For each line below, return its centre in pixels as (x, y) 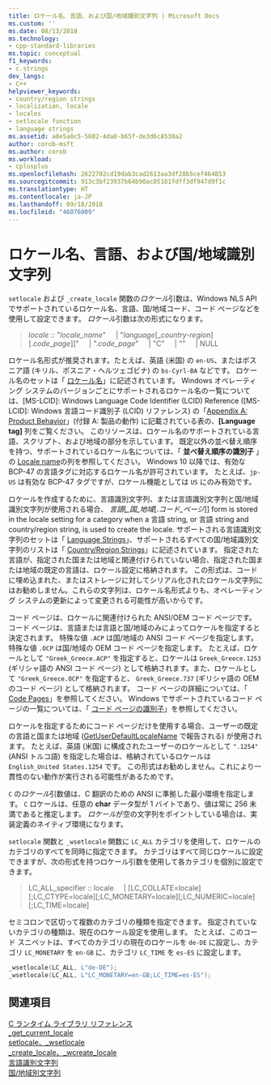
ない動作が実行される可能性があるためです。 (104, 777)
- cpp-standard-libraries (52, 46)
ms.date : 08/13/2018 (43, 31)
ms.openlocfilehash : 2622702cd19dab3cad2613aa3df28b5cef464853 (117, 174)
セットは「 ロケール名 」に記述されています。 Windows (121, 381)
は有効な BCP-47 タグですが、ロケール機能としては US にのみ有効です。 (137, 482)
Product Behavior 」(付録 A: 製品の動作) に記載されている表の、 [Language (132, 421)
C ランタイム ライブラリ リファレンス (71, 1023)
